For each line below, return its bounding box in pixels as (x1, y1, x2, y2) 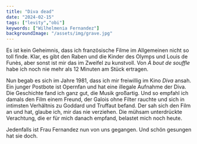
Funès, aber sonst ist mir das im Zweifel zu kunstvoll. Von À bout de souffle (6, 60, 190, 67)
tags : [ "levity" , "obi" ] (6, 19, 65, 25)
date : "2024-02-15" (6, 14, 55, 20)
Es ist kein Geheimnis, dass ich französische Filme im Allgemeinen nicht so (6, 47, 189, 54)
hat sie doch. (6, 132, 38, 139)
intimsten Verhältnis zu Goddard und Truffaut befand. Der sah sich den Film (6, 102, 191, 109)
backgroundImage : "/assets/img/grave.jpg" (6, 31, 113, 37)
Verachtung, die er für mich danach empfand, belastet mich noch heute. (6, 114, 183, 122)
